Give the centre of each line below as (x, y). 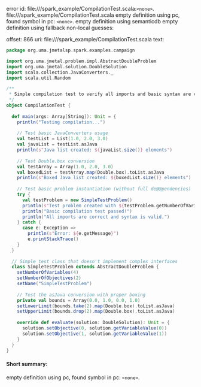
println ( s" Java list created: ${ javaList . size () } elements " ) (95, 150)
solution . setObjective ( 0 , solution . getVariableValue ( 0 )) (95, 328)
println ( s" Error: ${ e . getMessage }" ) (73, 234)
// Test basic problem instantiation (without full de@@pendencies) (104, 189)
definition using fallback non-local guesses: (60, 28)
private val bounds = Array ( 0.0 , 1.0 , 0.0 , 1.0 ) (79, 300)
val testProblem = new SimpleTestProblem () (77, 200)
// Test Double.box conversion (56, 161)
